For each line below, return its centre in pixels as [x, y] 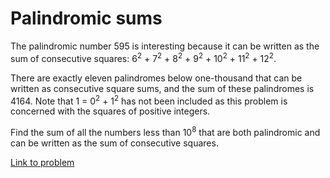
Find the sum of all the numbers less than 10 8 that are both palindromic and [165, 131]
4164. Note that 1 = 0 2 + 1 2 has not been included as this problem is [149, 100]
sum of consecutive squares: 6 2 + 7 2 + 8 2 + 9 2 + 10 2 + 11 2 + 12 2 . [143, 57]
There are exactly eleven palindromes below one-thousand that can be [156, 78]
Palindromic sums [86, 18]
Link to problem [42, 162]
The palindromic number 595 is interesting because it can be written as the [165, 46]
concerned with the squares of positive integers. [110, 111]
